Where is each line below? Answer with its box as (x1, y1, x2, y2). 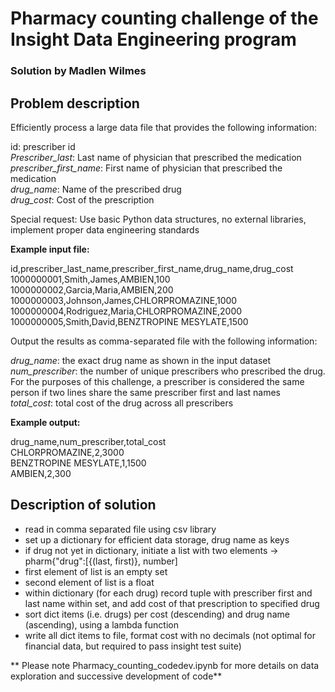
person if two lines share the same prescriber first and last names (10, 386, 282, 398)
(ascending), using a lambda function (24, 618, 179, 631)
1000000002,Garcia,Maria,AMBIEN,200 (10, 283, 174, 296)
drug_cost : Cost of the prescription (10, 193, 155, 206)
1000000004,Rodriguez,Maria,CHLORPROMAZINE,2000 (10, 305, 243, 317)
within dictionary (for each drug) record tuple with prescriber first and (24, 587, 313, 599)
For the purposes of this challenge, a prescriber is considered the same (10, 375, 305, 387)
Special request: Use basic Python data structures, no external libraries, (10, 213, 307, 225)
